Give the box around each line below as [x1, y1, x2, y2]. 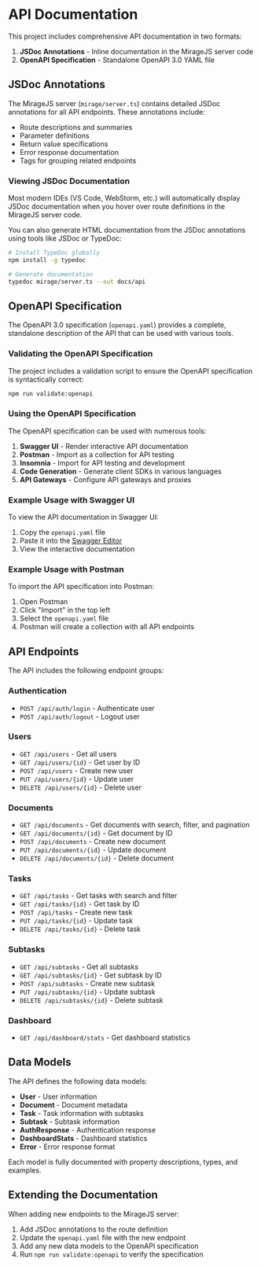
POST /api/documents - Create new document [19, 837, 167, 846]
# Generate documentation [8, 270, 93, 278]
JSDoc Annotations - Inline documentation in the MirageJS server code [19, 46, 254, 56]
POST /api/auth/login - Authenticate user [19, 703, 156, 713]
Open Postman [19, 597, 68, 606]
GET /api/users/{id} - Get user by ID [19, 757, 141, 767]
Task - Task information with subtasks [19, 1108, 144, 1118]
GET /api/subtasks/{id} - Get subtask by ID [19, 970, 163, 980]
